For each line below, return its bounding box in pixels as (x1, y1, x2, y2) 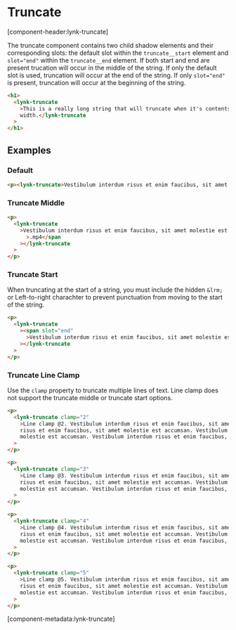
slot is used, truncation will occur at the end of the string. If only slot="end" (7, 71, 225, 79)
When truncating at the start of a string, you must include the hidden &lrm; (7, 285, 223, 294)
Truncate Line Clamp (7, 370, 80, 380)
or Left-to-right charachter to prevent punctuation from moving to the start (7, 293, 223, 302)
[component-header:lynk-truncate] (7, 27, 109, 36)
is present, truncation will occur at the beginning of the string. (7, 78, 186, 86)
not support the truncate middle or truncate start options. (7, 393, 173, 401)
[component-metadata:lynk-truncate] (7, 615, 115, 623)
